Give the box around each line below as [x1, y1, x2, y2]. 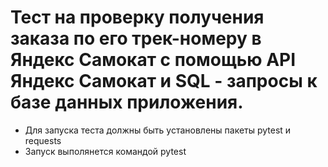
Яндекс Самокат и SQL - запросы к [10, 70, 318, 93]
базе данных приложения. [10, 91, 244, 114]
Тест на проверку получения [10, 6, 265, 29]
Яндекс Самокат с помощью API [10, 49, 297, 71]
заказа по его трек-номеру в [10, 27, 262, 50]
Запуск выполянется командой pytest [24, 145, 187, 157]
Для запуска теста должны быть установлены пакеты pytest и [24, 124, 292, 136]
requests [24, 134, 62, 146]
